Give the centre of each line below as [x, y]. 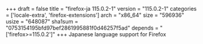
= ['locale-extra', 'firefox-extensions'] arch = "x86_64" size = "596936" [95, 15]
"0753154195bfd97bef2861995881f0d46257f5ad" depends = [82, 28]
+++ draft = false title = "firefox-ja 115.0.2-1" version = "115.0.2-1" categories [101, 9]
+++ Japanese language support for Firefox [111, 34]
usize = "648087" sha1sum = [42, 21]
